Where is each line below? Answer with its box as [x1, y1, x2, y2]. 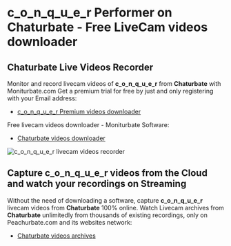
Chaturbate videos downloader [17, 134, 106, 142]
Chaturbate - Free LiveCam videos [7, 19, 208, 35]
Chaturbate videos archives [17, 232, 97, 240]
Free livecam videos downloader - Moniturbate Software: [7, 121, 170, 128]
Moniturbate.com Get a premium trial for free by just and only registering [7, 87, 214, 95]
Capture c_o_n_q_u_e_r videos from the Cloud [7, 167, 208, 179]
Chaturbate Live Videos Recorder [7, 61, 154, 73]
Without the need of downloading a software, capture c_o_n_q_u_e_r [7, 196, 203, 204]
